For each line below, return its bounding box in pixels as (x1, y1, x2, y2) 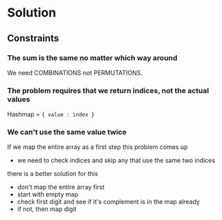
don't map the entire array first (17, 183, 105, 191)
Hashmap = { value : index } (7, 110, 95, 119)
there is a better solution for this (7, 170, 98, 178)
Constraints (7, 32, 59, 44)
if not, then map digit (17, 205, 77, 213)
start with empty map (17, 190, 78, 199)
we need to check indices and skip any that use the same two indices (17, 157, 216, 165)
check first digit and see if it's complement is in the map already (17, 198, 201, 206)
